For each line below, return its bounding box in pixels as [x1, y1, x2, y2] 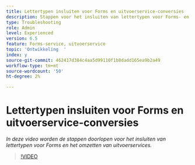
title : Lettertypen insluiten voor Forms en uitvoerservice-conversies [6, 8, 184, 15]
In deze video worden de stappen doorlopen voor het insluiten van [6, 135, 166, 143]
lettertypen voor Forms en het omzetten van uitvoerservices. [6, 142, 152, 149]
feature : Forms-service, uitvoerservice [6, 41, 106, 47]
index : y [6, 52, 27, 58]
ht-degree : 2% [6, 73, 41, 79]
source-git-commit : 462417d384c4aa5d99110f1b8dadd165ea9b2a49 [6, 57, 161, 63]
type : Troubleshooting [6, 19, 61, 25]
